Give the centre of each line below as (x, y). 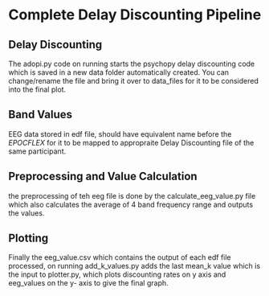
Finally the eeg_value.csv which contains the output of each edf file (120, 257)
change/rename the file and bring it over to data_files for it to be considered (133, 81)
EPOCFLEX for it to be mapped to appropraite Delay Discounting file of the (131, 142)
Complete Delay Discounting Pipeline (135, 15)
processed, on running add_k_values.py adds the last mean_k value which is (134, 266)
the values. (26, 213)
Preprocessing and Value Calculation (103, 177)
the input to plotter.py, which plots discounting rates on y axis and (117, 274)
